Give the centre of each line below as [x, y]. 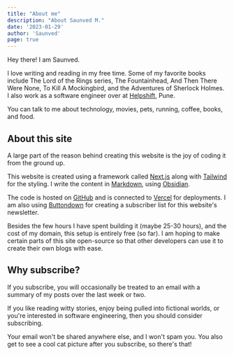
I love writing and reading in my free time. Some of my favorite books [107, 74]
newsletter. [23, 212]
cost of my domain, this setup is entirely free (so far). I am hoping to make [114, 233]
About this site [40, 138]
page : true [23, 40]
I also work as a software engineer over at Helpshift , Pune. [92, 96]
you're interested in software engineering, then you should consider [105, 315]
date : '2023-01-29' [36, 27]
